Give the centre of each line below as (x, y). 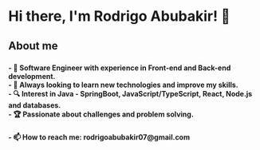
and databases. (35, 105)
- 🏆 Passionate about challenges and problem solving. (101, 114)
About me (33, 46)
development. (32, 76)
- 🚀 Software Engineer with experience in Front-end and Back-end (120, 68)
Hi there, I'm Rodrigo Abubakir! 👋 (119, 16)
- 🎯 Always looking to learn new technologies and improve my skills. (124, 85)
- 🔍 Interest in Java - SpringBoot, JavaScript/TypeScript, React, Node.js (130, 93)
